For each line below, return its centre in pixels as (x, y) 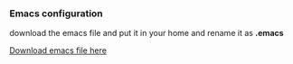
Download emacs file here (58, 50)
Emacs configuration (57, 14)
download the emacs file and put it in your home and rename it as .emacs (146, 33)
